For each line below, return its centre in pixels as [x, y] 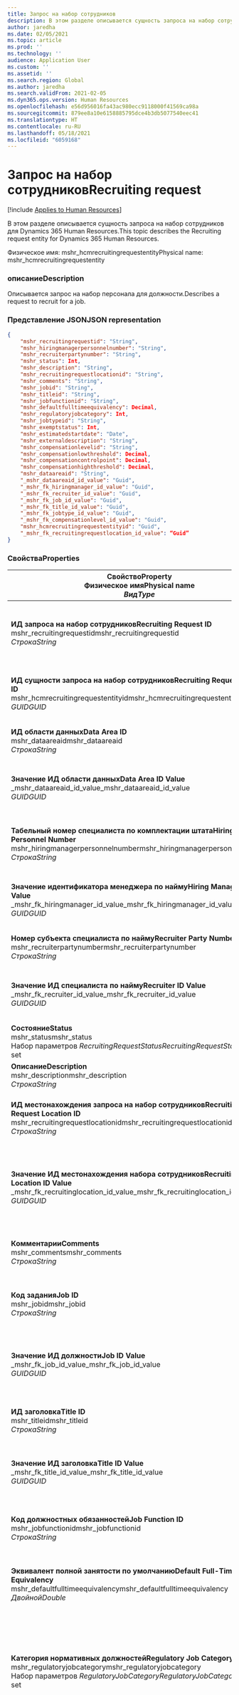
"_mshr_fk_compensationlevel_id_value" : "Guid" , [94, 520]
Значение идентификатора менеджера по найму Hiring [110, 887]
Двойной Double [38, 1597]
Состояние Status [42, 1028]
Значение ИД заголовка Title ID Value [77, 1464]
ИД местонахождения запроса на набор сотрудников [108, 1105]
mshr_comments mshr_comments [67, 1252]
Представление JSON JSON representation [84, 320]
